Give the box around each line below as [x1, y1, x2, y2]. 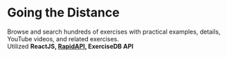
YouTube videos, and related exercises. [7, 34, 120, 43]
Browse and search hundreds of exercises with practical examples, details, [7, 27, 221, 36]
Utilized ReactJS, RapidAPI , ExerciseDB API [7, 42, 134, 50]
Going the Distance [7, 5, 120, 21]
